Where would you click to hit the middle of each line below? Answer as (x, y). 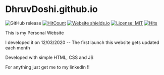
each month (18, 47)
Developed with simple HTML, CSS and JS (49, 57)
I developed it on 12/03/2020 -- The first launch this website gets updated (82, 42)
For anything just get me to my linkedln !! (47, 67)
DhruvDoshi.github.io (52, 9)
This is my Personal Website (35, 32)
